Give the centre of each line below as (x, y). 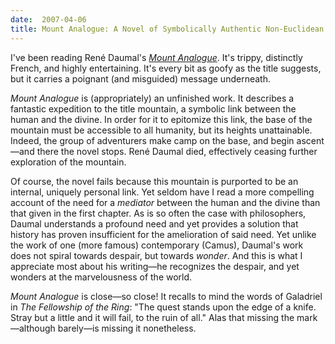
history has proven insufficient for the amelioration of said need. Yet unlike (163, 234)
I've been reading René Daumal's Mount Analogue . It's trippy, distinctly (156, 57)
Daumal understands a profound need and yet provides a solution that (154, 223)
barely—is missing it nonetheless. (127, 328)
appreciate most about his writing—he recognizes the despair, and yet (155, 266)
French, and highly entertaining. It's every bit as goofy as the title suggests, (166, 68)
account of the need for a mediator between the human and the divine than (165, 202)
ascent (310, 140)
